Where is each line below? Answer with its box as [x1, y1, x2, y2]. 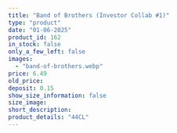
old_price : [8, 77, 44, 84]
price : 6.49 [8, 70, 47, 77]
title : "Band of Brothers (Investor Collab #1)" [8, 11, 170, 20]
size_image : [8, 99, 47, 106]
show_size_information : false [8, 92, 107, 99]
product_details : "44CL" [8, 113, 89, 121]
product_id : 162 [8, 33, 61, 41]
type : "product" [8, 19, 61, 27]
